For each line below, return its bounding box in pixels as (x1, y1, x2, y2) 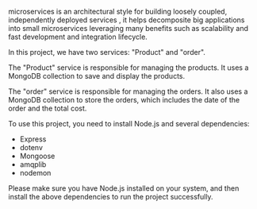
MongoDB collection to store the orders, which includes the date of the (8, 95, 240, 104)
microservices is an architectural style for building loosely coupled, (8, 7, 228, 16)
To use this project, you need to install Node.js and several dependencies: (8, 119, 250, 128)
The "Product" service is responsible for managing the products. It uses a (8, 63, 249, 72)
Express (19, 134, 47, 144)
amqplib (19, 160, 47, 169)
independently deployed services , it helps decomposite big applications (8, 15, 245, 25)
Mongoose (19, 151, 56, 161)
